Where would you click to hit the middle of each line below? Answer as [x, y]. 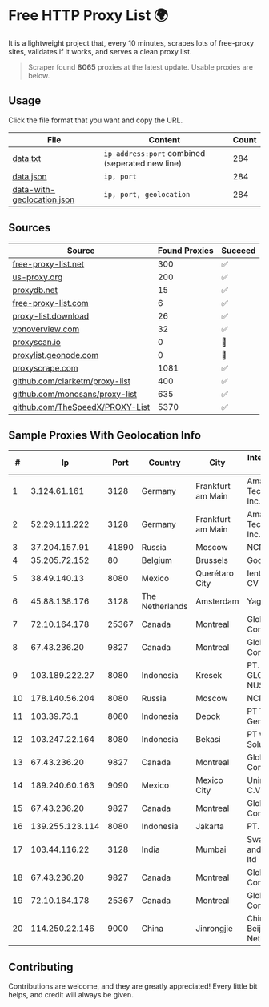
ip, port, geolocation [147, 194]
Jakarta [210, 827]
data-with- [34, 189]
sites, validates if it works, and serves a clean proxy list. [100, 51]
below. [39, 75]
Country [165, 463]
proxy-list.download [51, 315]
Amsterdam [217, 601]
